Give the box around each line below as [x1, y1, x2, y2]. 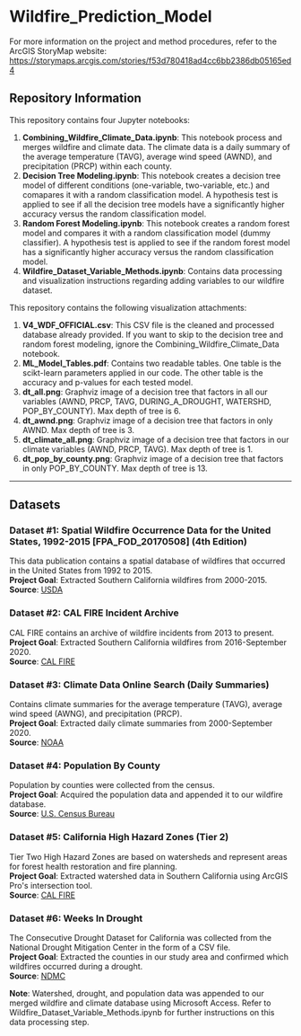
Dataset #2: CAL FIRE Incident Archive [9, 607, 179, 619]
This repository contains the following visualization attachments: [9, 302, 247, 313]
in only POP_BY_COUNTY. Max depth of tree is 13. [21, 463, 208, 474]
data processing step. [9, 1016, 90, 1027]
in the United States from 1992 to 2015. [9, 565, 153, 576]
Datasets [9, 497, 61, 513]
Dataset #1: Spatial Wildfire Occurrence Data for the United [9, 524, 271, 536]
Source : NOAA [9, 737, 64, 748]
